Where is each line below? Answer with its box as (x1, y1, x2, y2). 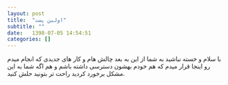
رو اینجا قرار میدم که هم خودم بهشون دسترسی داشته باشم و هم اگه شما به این (7, 62, 211, 70)
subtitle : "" (7, 23, 45, 30)
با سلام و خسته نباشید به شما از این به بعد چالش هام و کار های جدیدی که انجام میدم (7, 55, 222, 63)
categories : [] (7, 36, 51, 43)
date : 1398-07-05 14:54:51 (7, 29, 91, 37)
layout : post (7, 10, 45, 17)
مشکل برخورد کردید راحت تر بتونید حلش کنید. (7, 70, 125, 78)
